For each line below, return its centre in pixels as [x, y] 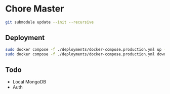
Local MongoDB [29, 82]
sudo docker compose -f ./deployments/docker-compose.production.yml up [83, 49]
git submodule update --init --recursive [50, 22]
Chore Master [35, 9]
